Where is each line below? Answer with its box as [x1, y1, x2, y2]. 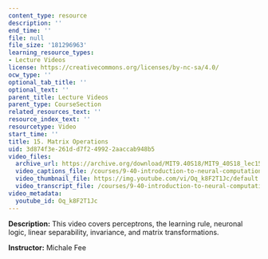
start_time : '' [8, 130, 59, 138]
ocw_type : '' [8, 71, 52, 79]
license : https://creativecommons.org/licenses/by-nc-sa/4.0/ [8, 64, 219, 72]
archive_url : [15, 160, 59, 168]
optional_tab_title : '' [8, 78, 88, 86]
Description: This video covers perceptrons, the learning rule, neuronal [8, 218, 243, 228]
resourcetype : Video [8, 123, 77, 131]
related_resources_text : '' [8, 108, 102, 116]
